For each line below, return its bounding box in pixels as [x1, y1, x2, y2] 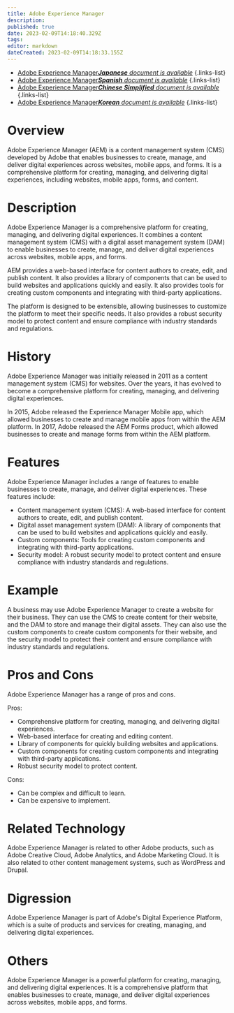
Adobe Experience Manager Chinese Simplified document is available [17, 83, 220, 92]
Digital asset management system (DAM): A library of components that [17, 520, 221, 529]
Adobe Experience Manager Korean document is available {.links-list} [17, 98, 218, 106]
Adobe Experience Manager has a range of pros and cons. [7, 690, 176, 699]
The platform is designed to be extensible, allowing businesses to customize [7, 302, 227, 310]
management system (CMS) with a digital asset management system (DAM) [7, 238, 226, 246]
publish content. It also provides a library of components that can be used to [7, 273, 227, 282]
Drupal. [7, 866, 29, 874]
